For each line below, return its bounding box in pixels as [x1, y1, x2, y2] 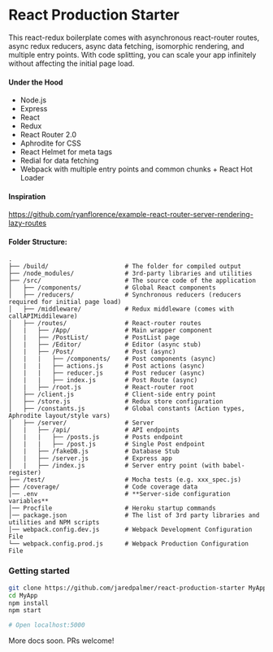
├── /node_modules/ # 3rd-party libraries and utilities [8, 269, 253, 277]
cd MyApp [8, 591, 38, 599]
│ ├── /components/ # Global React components [8, 283, 217, 292]
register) [8, 468, 42, 476]
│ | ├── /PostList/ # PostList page [8, 333, 180, 341]
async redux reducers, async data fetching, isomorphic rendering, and [8, 41, 245, 50]
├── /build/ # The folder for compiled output [8, 262, 242, 270]
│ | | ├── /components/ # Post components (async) [8, 354, 217, 363]
